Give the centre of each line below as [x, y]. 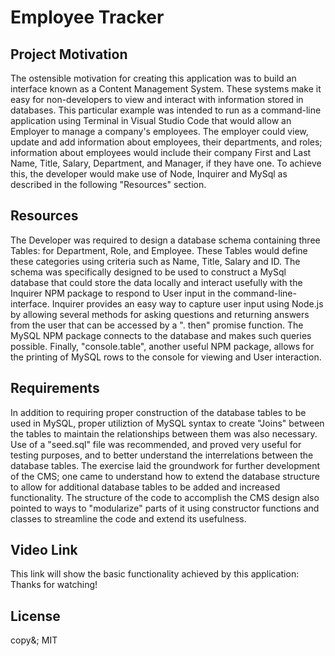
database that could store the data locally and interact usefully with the [156, 282]
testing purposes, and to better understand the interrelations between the [162, 455]
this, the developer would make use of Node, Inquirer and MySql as [149, 174]
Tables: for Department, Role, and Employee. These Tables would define [159, 250]
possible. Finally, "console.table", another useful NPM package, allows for [162, 346]
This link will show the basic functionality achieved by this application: [155, 574]
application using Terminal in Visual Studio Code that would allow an [151, 120]
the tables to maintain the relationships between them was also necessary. [164, 433]
